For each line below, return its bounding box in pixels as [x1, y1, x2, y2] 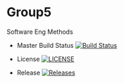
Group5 [6, 4, 52, 20]
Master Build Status [16, 41, 74, 49]
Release [16, 68, 40, 77]
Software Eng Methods [6, 27, 73, 36]
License [16, 54, 40, 63]
